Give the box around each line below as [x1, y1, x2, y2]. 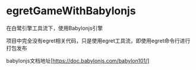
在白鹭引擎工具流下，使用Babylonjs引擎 [6, 24, 103, 31]
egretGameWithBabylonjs [6, 4, 136, 18]
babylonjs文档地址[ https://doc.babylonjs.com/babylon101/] [6, 57, 150, 64]
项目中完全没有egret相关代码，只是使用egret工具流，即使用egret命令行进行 [6, 37, 191, 44]
